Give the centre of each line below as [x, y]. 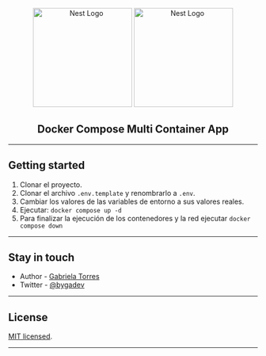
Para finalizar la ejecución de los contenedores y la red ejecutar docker [135, 218]
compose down [41, 226]
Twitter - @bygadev [52, 285]
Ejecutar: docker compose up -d [70, 209]
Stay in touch [42, 258]
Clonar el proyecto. [51, 184]
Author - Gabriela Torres [60, 277]
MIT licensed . [30, 336]
